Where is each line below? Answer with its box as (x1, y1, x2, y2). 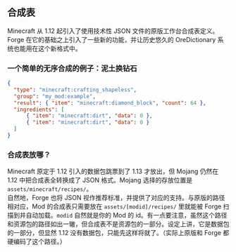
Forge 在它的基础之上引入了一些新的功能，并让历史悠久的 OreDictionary (7, 35, 216, 44)
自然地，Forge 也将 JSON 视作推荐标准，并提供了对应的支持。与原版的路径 (7, 194, 225, 202)
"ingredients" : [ (13, 106, 65, 113)
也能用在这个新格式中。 (13, 44, 82, 53)
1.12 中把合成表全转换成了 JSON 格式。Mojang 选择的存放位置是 (7, 176, 192, 185)
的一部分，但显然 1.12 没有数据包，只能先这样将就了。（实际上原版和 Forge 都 (7, 229, 230, 237)
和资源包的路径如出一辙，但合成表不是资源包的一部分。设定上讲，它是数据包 (7, 220, 230, 228)
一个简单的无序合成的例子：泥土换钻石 (7, 63, 137, 73)
